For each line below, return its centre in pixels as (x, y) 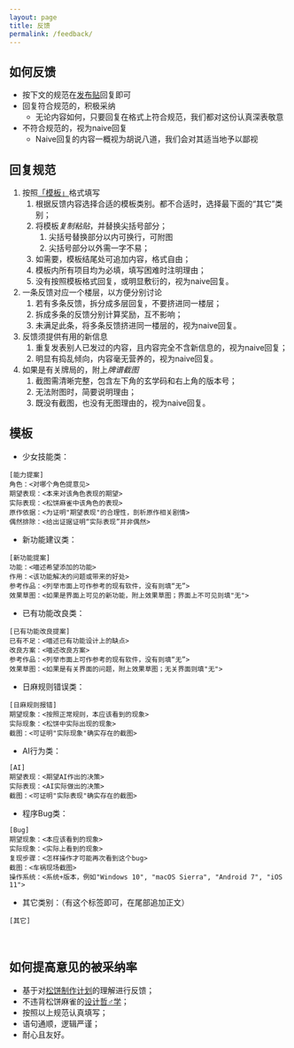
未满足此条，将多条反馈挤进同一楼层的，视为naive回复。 (138, 325)
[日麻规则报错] (33, 705)
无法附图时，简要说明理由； (86, 392)
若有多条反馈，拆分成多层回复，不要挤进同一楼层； (128, 303)
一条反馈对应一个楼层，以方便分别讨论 (92, 292)
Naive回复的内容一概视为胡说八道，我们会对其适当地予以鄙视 (147, 139)
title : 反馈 (30, 26)
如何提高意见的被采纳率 (73, 967)
